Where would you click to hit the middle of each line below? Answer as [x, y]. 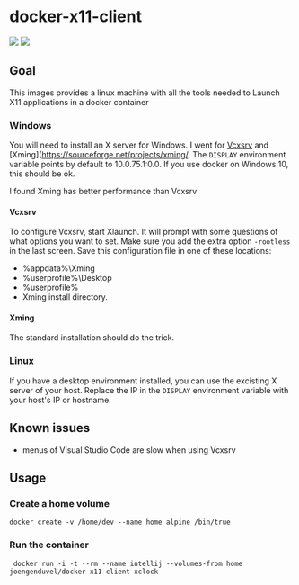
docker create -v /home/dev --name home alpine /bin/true [120, 522]
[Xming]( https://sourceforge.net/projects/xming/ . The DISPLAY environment [148, 155]
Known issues [50, 428]
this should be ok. [42, 174]
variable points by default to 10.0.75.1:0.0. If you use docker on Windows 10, [149, 165]
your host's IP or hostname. [61, 400]
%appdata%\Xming [59, 268]
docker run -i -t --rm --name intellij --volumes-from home [128, 563]
